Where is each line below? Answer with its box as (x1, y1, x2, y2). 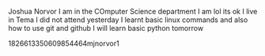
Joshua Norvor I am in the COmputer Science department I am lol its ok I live (8, 7, 258, 16)
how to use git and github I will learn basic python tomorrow (8, 24, 204, 32)
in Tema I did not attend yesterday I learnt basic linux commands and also (8, 15, 248, 24)
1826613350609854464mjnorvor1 (8, 39, 120, 48)
